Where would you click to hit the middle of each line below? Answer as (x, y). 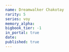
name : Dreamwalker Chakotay (35, 10)
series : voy (18, 19)
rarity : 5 (16, 14)
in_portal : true (22, 33)
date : (11, 38)
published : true (22, 42)
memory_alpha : (20, 24)
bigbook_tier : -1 (23, 28)
